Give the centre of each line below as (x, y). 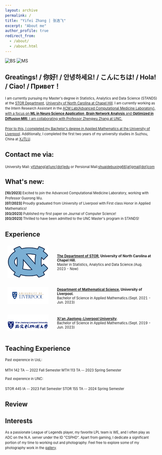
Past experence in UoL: (24, 360)
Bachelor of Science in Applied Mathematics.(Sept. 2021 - (104, 298)
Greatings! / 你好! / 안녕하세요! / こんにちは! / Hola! (81, 77)
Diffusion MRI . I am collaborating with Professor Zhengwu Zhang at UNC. (64, 119)
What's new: (25, 181)
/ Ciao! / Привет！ (33, 86)
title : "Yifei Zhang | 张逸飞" (36, 20)
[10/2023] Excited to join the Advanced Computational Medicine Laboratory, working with (77, 193)
